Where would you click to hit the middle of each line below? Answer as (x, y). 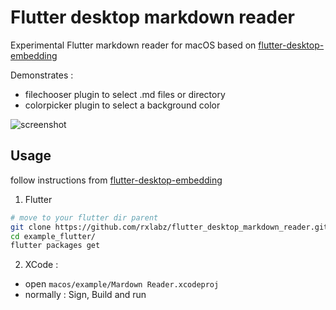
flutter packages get (55, 246)
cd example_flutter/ (53, 236)
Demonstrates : (42, 75)
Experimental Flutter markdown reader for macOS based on (133, 45)
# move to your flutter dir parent (84, 217)
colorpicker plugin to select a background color (122, 105)
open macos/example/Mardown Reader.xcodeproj (122, 284)
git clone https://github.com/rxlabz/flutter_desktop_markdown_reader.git (169, 227)
